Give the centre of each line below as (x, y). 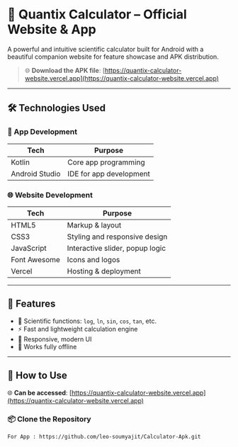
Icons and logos (93, 259)
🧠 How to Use (37, 376)
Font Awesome (35, 259)
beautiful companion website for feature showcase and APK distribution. (113, 57)
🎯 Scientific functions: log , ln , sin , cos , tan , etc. (87, 321)
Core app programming (106, 162)
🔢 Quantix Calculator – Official (97, 15)
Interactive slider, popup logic (117, 248)
